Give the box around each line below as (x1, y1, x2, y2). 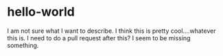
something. (7, 41, 39, 49)
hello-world (7, 4, 75, 20)
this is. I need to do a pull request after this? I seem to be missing (7, 33, 191, 42)
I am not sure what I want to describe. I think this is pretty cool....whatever (7, 27, 216, 35)
